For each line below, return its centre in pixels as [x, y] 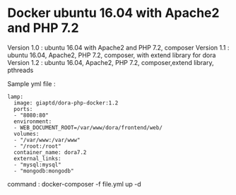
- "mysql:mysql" [37, 165]
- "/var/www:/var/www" [47, 140]
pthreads [20, 70]
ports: [23, 109]
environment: [33, 122]
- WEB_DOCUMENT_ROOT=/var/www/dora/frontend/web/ [88, 128]
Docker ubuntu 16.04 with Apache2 [113, 13]
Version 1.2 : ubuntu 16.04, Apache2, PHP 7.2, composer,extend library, [111, 62]
